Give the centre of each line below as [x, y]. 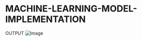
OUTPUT [15, 33]
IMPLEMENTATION [46, 19]
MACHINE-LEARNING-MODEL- [71, 9]
